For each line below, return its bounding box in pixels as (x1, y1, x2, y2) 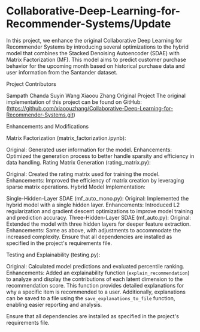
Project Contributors (6, 80, 57, 88)
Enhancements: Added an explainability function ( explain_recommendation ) (6, 269, 190, 276)
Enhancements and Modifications (6, 122, 89, 130)
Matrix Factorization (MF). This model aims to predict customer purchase (6, 56, 187, 63)
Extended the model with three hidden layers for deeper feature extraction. (6, 220, 191, 228)
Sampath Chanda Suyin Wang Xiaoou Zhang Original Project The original (6, 92, 186, 99)
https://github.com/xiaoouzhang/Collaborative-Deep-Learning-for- (8, 104, 174, 112)
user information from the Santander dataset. (6, 68, 118, 76)
